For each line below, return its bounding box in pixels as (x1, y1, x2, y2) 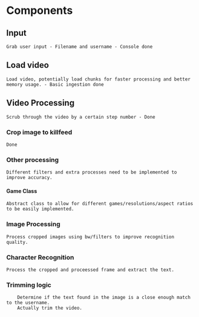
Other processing (6, 155, 59, 164)
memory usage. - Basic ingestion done (6, 81, 104, 88)
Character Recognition (6, 253, 74, 261)
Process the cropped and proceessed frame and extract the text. (6, 267, 174, 273)
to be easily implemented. (6, 206, 74, 212)
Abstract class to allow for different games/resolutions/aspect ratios (6, 201, 194, 207)
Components (6, 4, 73, 18)
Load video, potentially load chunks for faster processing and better (6, 76, 191, 82)
